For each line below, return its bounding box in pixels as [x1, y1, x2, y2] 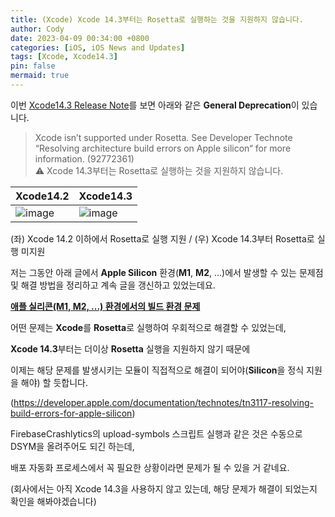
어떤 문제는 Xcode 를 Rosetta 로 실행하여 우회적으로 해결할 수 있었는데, [10, 321, 287, 333]
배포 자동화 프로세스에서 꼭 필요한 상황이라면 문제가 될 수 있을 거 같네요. [10, 461, 290, 473]
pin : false [10, 61, 56, 71]
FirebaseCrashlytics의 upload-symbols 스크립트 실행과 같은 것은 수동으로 [10, 427, 303, 440]
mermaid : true [10, 71, 70, 81]
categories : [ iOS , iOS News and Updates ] [10, 42, 186, 53]
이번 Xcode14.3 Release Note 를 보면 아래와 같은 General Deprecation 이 [10, 99, 300, 111]
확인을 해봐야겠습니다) [10, 495, 97, 507]
